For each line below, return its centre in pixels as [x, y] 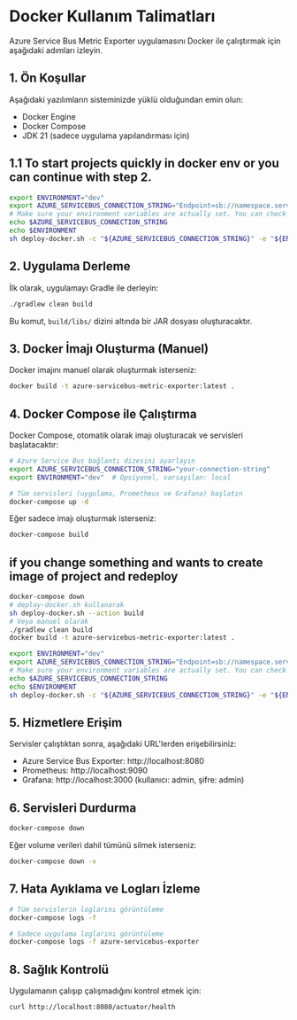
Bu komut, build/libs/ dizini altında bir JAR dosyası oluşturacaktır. [131, 321]
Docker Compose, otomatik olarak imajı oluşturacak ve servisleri [126, 435]
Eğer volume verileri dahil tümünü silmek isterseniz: [103, 845]
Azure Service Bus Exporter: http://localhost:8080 [113, 761]
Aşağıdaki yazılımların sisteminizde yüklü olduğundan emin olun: [126, 99]
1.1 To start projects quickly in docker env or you [145, 164]
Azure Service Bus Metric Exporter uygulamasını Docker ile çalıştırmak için [145, 41]
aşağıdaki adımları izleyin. [56, 50]
